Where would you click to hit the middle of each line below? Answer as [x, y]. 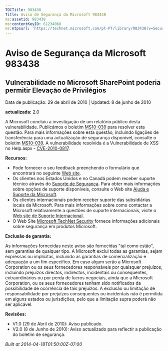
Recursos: [16, 158]
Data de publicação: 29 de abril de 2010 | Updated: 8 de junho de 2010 [78, 102]
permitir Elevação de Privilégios [56, 90]
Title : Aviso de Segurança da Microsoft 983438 [56, 15]
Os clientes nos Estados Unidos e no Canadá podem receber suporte [84, 179]
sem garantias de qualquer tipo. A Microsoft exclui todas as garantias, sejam [84, 251]
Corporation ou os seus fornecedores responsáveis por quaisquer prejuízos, [84, 267]
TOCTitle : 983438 [23, 10]
